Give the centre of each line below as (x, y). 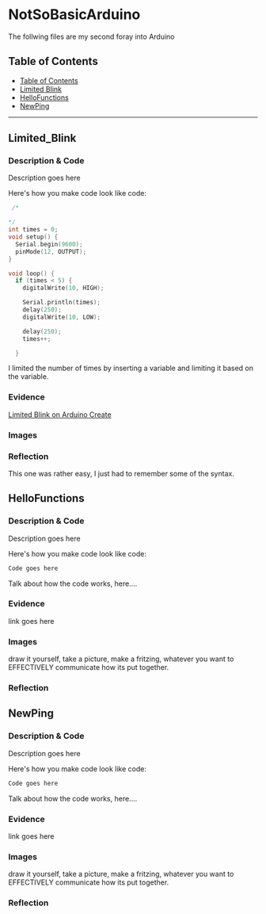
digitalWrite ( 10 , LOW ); (62, 317)
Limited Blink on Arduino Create (60, 415)
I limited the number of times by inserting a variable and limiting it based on (131, 368)
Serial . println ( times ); (62, 303)
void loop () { (32, 273)
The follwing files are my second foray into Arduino (91, 36)
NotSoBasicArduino (74, 15)
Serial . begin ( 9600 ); (49, 244)
